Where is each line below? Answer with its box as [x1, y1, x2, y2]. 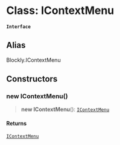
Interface [6, 24, 31, 30]
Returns [6, 120, 27, 127]
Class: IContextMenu [6, 4, 115, 18]
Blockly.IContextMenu [6, 56, 62, 64]
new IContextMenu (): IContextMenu [21, 106, 110, 113]
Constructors [6, 74, 58, 84]
